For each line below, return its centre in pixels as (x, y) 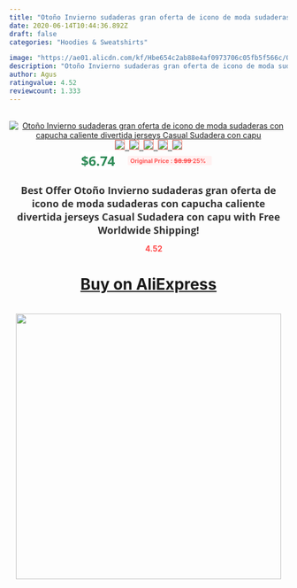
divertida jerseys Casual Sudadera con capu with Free (148, 217)
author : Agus (33, 75)
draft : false (33, 34)
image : (21, 58)
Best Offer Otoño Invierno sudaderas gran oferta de (148, 190)
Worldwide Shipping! (148, 230)
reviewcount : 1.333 (45, 91)
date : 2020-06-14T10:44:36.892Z (69, 26)
